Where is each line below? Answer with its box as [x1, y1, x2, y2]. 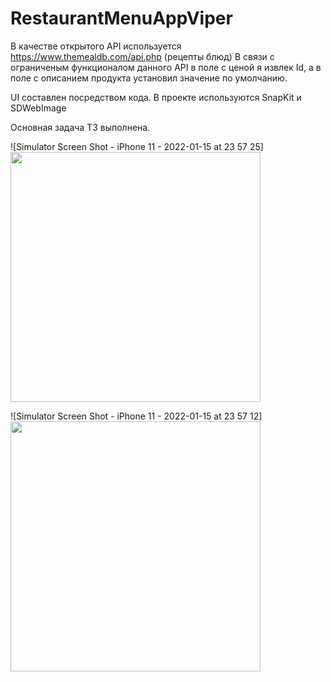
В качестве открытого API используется [10, 40, 182, 52]
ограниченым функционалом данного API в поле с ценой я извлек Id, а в [10, 61, 322, 73]
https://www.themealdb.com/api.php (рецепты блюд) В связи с [10, 50, 275, 62]
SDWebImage [10, 102, 67, 114]
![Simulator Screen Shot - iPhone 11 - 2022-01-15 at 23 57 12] [10, 410, 263, 422]
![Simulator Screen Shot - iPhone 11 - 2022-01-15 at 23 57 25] [10, 140, 264, 152]
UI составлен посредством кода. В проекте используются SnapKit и [10, 91, 302, 103]
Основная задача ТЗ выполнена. [10, 121, 151, 133]
